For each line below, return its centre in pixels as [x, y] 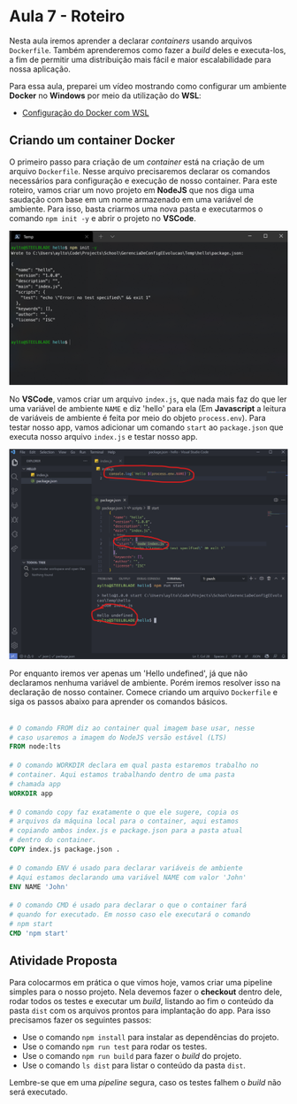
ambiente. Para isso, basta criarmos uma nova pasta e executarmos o [136, 209]
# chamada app [35, 784]
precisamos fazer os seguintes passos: [80, 1020]
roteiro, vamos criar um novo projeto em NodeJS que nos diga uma [132, 190]
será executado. [38, 1092]
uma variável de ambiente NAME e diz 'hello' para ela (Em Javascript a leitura [148, 409]
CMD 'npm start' [39, 933]
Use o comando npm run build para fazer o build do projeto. [131, 1055]
